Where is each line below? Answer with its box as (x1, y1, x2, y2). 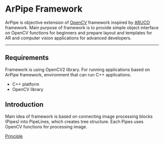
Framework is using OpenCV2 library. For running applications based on (5, 67, 150, 72)
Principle (5, 133, 23, 139)
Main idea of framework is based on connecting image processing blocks (5, 113, 153, 119)
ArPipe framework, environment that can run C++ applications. (5, 72, 132, 77)
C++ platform (12, 81, 40, 87)
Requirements (5, 54, 49, 62)
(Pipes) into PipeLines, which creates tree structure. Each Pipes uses (5, 118, 144, 125)
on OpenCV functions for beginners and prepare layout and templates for (5, 30, 152, 36)
